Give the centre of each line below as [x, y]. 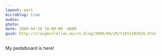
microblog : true [23, 15]
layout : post [19, 10]
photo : [12, 24]
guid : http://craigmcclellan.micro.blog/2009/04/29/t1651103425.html [81, 34]
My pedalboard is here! [30, 48]
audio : [12, 19]
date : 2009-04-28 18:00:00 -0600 [41, 29]
